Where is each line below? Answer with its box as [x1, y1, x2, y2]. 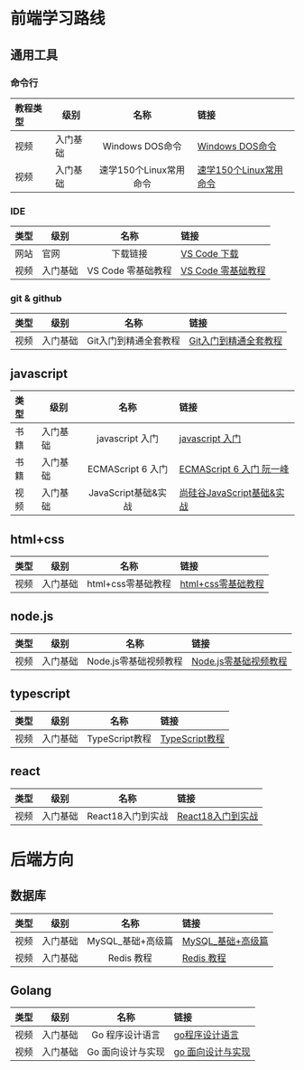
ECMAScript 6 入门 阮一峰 [179, 463, 290, 476]
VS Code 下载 [180, 248, 239, 260]
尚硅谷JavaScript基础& [179, 487, 276, 499]
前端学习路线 [10, 8, 106, 29]
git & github [10, 292, 62, 305]
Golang [10, 982, 52, 998]
